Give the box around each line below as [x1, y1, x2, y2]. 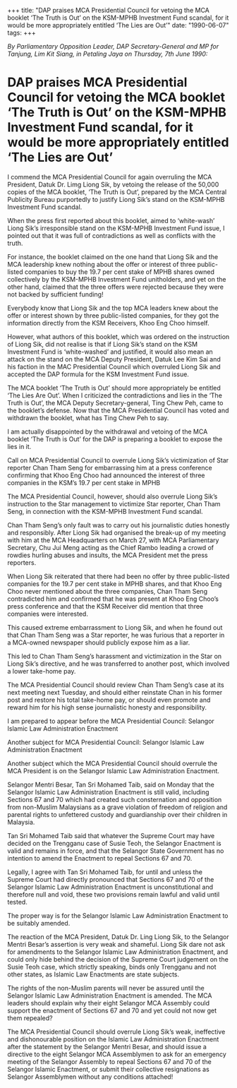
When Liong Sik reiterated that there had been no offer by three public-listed [7, 572, 230, 580]
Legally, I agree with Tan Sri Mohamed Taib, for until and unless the [7, 868, 203, 876]
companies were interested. [7, 609, 88, 618]
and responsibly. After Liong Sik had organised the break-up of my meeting [7, 528, 226, 537]
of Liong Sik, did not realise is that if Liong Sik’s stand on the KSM [7, 340, 198, 348]
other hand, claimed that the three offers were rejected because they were [7, 282, 224, 291]
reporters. [7, 558, 37, 567]
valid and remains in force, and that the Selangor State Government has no [7, 847, 224, 855]
